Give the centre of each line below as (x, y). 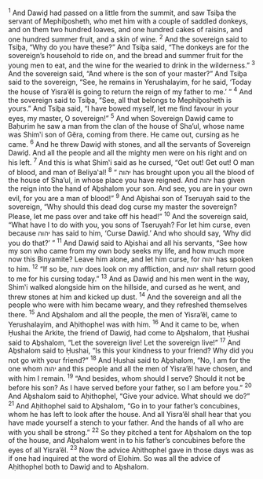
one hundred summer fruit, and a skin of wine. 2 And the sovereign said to (128, 38)
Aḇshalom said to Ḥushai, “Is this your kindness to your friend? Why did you (131, 351)
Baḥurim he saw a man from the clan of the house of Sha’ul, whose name (126, 126)
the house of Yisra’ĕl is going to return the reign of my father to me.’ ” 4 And (130, 91)
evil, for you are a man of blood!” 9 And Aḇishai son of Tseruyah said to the (129, 197)
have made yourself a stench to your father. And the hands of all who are (126, 422)
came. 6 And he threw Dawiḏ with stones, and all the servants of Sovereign (130, 143)
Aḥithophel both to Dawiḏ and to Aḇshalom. (79, 467)
